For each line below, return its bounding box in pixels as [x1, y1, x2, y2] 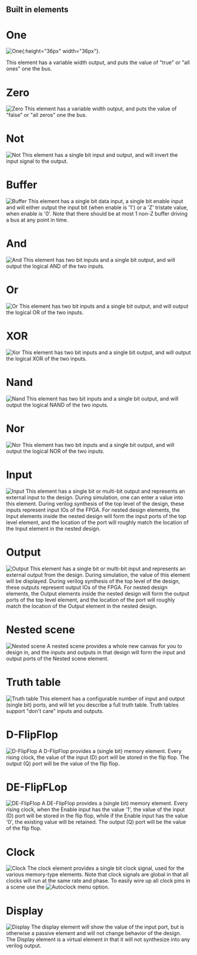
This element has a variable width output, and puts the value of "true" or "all [6, 59, 190, 66]
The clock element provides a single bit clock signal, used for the [27, 865, 185, 872]
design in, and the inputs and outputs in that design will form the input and [6, 648, 186, 655]
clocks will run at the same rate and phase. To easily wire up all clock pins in [6, 877, 191, 885]
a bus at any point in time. [6, 217, 69, 224]
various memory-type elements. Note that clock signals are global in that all [6, 871, 189, 878]
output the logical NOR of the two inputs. [6, 448, 105, 455]
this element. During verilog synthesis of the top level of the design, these [6, 500, 185, 507]
